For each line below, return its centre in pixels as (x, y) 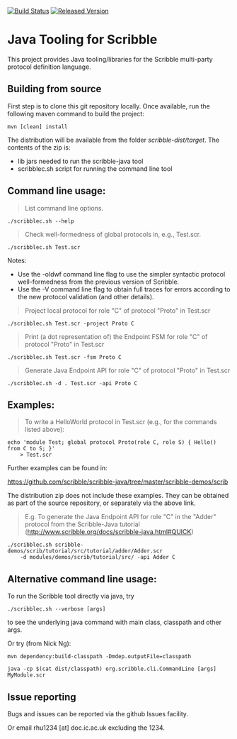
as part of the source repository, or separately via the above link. (102, 503)
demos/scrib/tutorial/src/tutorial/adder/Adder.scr (85, 551)
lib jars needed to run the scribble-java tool (80, 161)
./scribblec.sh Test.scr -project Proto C (71, 323)
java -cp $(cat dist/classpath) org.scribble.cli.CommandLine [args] (112, 669)
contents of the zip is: (39, 147)
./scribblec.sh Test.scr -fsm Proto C (64, 357)
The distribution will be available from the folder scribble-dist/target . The (114, 140)
